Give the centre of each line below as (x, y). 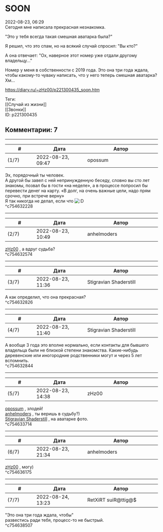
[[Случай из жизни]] (26, 104)
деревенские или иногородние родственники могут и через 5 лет (73, 355)
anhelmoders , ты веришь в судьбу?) (42, 413)
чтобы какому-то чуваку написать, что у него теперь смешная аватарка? (81, 75)
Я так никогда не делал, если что (39, 201)
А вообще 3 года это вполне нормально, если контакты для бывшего (77, 345)
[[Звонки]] (16, 109)
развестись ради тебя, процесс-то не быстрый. (55, 520)
